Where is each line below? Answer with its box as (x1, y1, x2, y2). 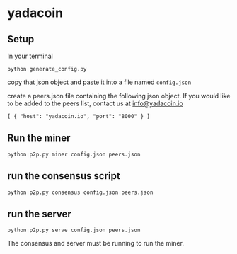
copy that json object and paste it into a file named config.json (7, 78, 192, 86)
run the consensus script (7, 170, 120, 182)
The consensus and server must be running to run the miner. (7, 239, 184, 248)
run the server (7, 208, 72, 220)
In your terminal (7, 52, 53, 60)
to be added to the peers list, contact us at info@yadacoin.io (7, 99, 184, 108)
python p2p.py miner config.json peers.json (7, 151, 141, 158)
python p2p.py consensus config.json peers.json (7, 189, 154, 196)
